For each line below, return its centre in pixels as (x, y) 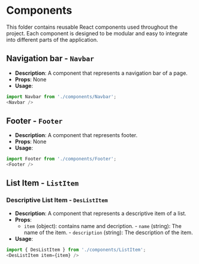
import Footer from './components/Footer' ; (61, 159)
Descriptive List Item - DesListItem (57, 200)
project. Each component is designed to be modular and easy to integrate (97, 33)
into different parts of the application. (52, 40)
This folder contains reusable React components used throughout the (92, 27)
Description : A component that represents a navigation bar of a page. (101, 73)
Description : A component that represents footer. (76, 135)
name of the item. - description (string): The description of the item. (108, 232)
